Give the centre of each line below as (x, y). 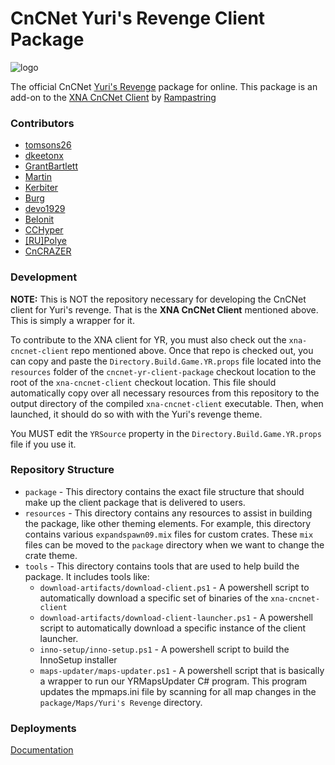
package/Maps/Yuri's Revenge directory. (121, 702)
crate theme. (51, 555)
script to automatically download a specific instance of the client (173, 628)
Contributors (42, 123)
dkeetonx (44, 156)
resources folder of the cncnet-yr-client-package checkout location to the (163, 371)
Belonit (39, 219)
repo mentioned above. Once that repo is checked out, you (192, 350)
